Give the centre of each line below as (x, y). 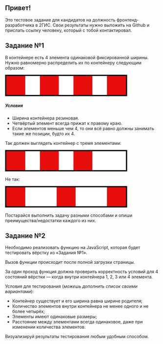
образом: (15, 68)
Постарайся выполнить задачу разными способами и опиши (69, 215)
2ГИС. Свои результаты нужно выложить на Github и (94, 25)
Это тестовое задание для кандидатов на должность (60, 20)
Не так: (13, 179)
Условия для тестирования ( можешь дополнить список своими (71, 286)
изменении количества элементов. (49, 327)
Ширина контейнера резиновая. (46, 118)
